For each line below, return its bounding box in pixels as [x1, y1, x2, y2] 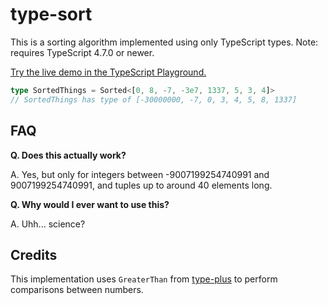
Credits [10, 246, 58, 263]
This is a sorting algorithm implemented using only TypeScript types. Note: [10, 36, 319, 48]
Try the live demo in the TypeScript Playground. [10, 66, 207, 78]
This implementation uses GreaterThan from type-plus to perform [10, 273, 278, 285]
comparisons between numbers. [10, 284, 144, 296]
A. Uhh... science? [10, 218, 86, 230]
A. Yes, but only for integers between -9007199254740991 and [10, 168, 270, 180]
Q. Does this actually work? [10, 149, 127, 161]
